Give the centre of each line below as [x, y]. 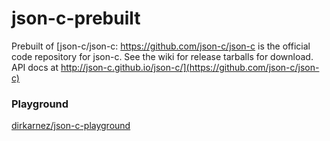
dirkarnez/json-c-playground [71, 126]
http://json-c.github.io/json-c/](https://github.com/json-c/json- [190, 67]
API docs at [35, 67]
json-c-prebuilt [76, 18]
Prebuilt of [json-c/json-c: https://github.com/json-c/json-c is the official [161, 46]
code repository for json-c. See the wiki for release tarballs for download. [162, 56]
